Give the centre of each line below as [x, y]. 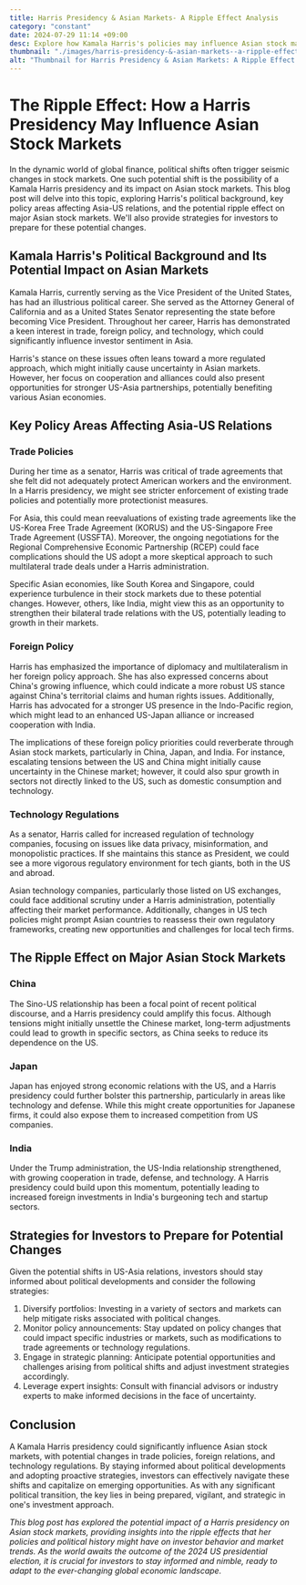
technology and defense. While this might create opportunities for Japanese [153, 1106]
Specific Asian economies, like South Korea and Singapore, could [132, 584]
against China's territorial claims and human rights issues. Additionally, [142, 695]
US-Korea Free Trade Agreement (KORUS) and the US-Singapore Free [141, 528]
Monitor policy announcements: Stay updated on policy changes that [152, 1328]
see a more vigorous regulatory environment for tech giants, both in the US [150, 863]
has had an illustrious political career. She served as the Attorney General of [152, 302]
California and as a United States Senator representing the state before [143, 312]
